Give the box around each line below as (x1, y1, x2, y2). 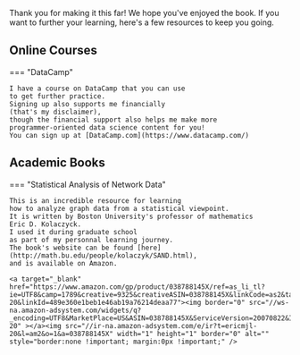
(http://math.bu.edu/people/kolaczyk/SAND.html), (9, 250, 198, 260)
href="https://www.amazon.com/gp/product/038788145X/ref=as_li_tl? (9, 282, 266, 292)
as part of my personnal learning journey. (9, 235, 174, 244)
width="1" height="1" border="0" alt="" (117, 329, 270, 338)
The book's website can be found (9, 243, 134, 252)
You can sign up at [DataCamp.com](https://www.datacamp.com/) (9, 131, 250, 139)
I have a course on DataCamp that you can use (9, 84, 186, 93)
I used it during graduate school (9, 227, 138, 236)
